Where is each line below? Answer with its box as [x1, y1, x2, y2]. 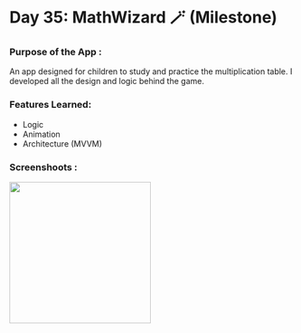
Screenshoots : [9, 160, 79, 173]
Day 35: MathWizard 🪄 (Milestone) [9, 7, 277, 28]
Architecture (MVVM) [22, 138, 102, 149]
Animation [22, 128, 61, 139]
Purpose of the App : [9, 46, 102, 59]
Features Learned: [9, 99, 92, 111]
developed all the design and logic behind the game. [9, 76, 205, 87]
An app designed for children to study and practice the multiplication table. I [9, 66, 293, 77]
